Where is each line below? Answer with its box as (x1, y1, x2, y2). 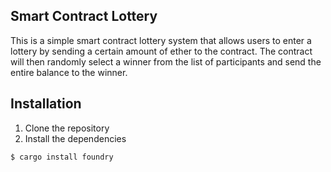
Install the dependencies (24, 132, 127, 144)
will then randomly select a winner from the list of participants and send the (10, 55, 322, 68)
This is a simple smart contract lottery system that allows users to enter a (10, 34, 312, 46)
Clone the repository (24, 122, 110, 134)
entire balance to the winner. (10, 66, 128, 78)
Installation (10, 95, 82, 113)
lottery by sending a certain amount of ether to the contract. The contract (10, 45, 313, 57)
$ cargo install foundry (10, 152, 114, 162)
